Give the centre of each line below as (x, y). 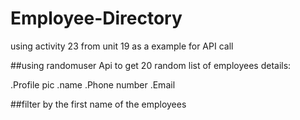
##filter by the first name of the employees (98, 104)
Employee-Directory (96, 18)
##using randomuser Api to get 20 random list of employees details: (151, 65)
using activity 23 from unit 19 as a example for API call (122, 46)
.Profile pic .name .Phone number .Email (93, 84)
